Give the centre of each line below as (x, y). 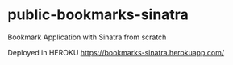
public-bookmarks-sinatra (98, 15)
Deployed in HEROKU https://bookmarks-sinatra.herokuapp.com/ (116, 52)
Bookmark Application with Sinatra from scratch (87, 37)
